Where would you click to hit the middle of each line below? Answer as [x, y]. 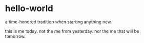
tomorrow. [15, 36]
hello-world [29, 8]
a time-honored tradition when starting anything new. [59, 22]
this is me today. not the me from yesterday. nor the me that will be [72, 31]
